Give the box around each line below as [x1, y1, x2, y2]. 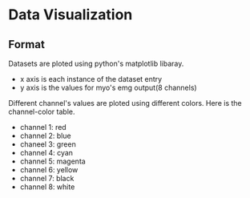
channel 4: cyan [19, 148, 74, 157]
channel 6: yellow [19, 165, 79, 174]
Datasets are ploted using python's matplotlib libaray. [8, 59, 184, 68]
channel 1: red [19, 123, 67, 131]
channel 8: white [19, 182, 75, 192]
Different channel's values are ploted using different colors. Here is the [8, 99, 242, 107]
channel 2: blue [19, 131, 71, 140]
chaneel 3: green [19, 139, 76, 149]
